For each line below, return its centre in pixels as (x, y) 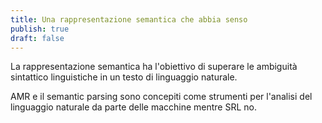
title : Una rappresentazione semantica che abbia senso (129, 19)
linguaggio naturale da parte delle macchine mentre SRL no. (133, 107)
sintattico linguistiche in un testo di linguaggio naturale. (124, 77)
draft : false (37, 38)
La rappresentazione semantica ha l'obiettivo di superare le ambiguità (154, 67)
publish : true (40, 29)
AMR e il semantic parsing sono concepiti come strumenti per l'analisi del (161, 97)
